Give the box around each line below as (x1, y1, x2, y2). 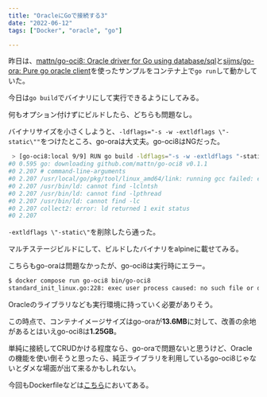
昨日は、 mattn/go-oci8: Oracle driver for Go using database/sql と (8, 56, 224, 66)
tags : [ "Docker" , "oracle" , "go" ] (8, 26, 123, 34)
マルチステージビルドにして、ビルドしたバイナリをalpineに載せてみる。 (8, 244, 243, 254)
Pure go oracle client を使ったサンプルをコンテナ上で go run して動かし (22, 66, 251, 76)
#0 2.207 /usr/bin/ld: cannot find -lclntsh (8, 182, 158, 190)
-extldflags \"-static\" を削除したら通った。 (8, 228, 161, 237)
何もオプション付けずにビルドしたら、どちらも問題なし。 (8, 110, 196, 119)
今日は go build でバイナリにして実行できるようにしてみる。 (8, 93, 203, 103)
